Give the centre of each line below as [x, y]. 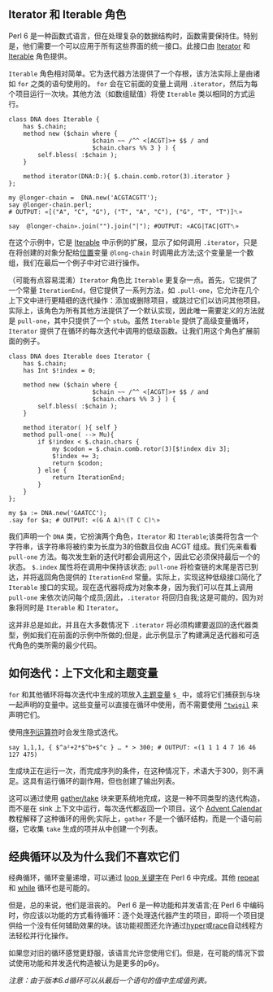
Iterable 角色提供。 [40, 56]
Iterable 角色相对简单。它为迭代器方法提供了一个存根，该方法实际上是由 [131, 73]
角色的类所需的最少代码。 [58, 645]
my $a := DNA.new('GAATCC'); [58, 513]
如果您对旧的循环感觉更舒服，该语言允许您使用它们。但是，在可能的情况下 [133, 953]
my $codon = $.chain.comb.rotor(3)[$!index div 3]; [141, 449]
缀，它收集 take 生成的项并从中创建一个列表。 [85, 828]
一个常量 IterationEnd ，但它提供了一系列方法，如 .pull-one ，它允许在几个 [134, 290]
